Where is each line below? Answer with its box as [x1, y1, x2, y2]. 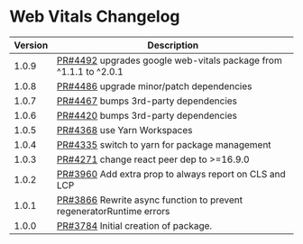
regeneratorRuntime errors [57, 204, 170, 217]
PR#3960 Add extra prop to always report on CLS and [57, 167, 286, 180]
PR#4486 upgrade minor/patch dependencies [57, 79, 252, 92]
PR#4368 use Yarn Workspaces [57, 123, 193, 136]
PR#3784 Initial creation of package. [57, 219, 213, 231]
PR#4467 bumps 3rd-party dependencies [57, 95, 237, 107]
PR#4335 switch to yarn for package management [57, 138, 272, 150]
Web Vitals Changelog [9, 6, 180, 27]
